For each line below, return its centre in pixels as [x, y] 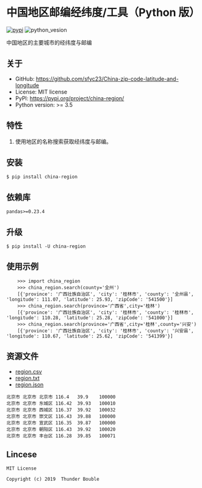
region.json [29, 384]
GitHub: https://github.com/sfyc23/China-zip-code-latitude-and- [97, 79]
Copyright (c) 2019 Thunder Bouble [53, 479]
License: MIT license [41, 92]
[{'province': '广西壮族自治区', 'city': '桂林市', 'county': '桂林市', [106, 312]
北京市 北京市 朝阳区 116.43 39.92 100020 [61, 429]
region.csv [28, 371]
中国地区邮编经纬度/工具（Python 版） [103, 13]
